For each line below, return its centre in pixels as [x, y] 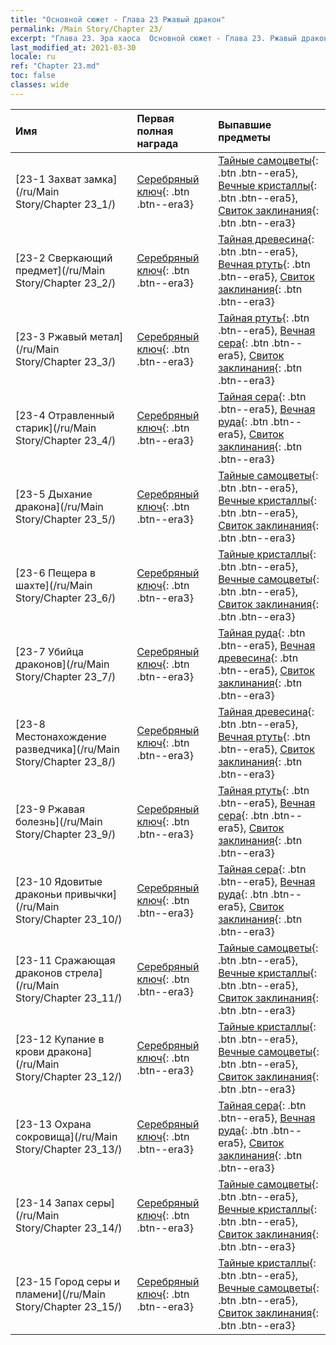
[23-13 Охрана [53, 1124]
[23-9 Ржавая [50, 809]
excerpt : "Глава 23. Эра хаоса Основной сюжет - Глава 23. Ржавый [154, 38]
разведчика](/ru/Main [67, 749]
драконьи [39, 894]
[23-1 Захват [48, 179]
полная [155, 131]
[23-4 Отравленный [65, 415]
